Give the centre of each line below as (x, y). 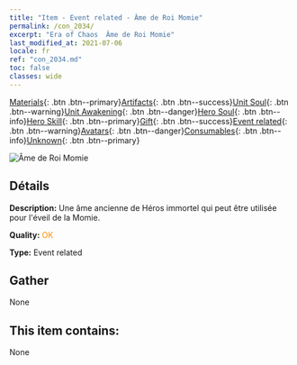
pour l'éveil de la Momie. (55, 217)
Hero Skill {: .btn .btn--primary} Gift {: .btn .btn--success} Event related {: (157, 121)
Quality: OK (31, 234)
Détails (29, 186)
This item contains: (64, 330)
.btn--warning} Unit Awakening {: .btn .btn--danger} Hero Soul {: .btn (133, 111)
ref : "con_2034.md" (46, 59)
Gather (29, 280)
